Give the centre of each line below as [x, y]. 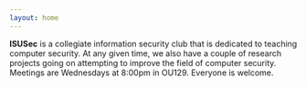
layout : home [34, 18]
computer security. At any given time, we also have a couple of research [145, 53]
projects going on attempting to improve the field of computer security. [143, 63]
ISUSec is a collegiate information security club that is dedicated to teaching [153, 43]
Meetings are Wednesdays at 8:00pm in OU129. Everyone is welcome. [142, 72]
